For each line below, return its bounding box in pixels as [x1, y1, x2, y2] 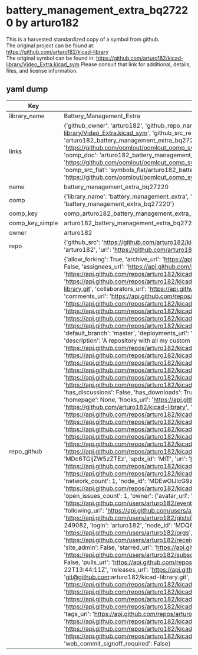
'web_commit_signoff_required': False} [64, 639, 171, 647]
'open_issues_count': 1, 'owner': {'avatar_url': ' [64, 491, 193, 500]
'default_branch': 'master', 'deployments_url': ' [64, 329, 193, 337]
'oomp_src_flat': [64, 166, 108, 174]
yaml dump [6, 84, 48, 95]
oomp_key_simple [9, 219, 58, 227]
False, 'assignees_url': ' [64, 262, 128, 271]
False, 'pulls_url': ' [64, 558, 114, 566]
